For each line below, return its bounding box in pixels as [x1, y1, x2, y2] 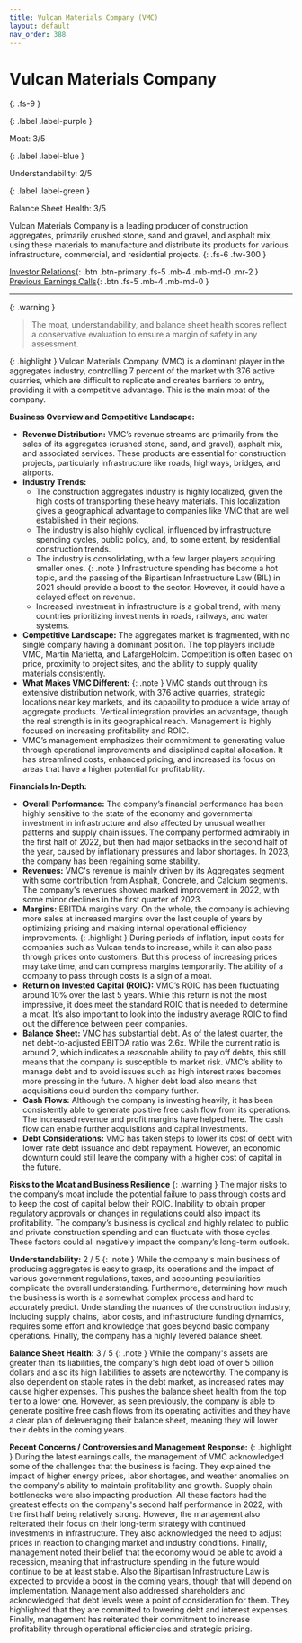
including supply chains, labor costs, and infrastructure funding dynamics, [9, 1311, 285, 1323]
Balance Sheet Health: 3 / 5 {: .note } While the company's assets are [9, 1348, 268, 1359]
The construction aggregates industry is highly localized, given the [35, 487, 283, 498]
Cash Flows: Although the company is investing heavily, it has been [22, 1095, 274, 1106]
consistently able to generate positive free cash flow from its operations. [22, 1104, 291, 1116]
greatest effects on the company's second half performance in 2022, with [9, 1499, 283, 1510]
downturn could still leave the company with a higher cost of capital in [22, 1153, 283, 1163]
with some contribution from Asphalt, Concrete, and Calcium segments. [22, 875, 289, 886]
